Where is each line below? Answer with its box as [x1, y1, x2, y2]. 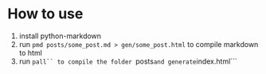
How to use [7, 5, 84, 23]
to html [18, 48, 43, 57]
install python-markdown [18, 31, 101, 41]
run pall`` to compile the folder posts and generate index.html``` [18, 56, 238, 66]
